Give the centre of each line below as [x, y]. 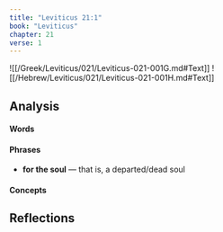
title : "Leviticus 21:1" [56, 18]
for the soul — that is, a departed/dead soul [104, 170]
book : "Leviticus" [44, 26]
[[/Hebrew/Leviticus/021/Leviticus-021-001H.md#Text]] [112, 78]
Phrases [25, 149]
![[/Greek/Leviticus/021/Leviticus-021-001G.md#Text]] [110, 68]
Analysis [35, 106]
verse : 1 [26, 43]
